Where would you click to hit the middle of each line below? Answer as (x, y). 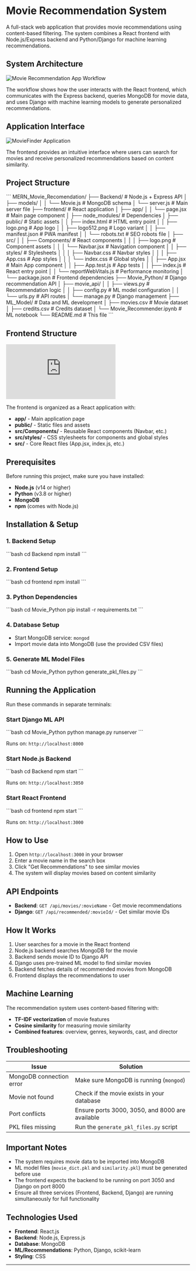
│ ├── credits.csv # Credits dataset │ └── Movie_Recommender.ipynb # (94, 309)
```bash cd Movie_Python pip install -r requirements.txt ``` (75, 610)
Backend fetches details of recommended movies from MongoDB (93, 969)
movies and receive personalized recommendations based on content (90, 158)
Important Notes (36, 1148)
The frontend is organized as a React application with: (71, 407)
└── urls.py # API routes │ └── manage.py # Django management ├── (92, 296)
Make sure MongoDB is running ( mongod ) (130, 1080)
